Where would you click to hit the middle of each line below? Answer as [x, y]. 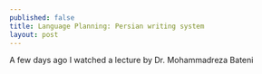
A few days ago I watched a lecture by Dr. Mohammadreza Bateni [131, 60]
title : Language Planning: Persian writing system [107, 26]
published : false [42, 18]
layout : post [34, 34]
